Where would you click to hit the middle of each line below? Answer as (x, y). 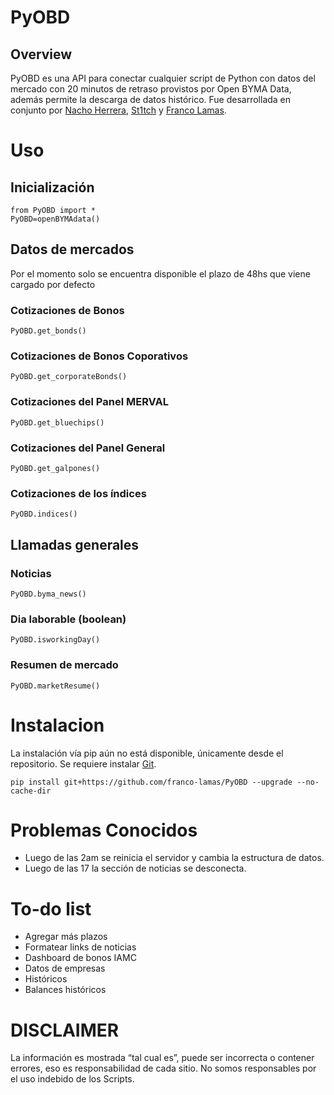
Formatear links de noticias (80, 947)
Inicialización (52, 187)
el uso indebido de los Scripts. (72, 1079)
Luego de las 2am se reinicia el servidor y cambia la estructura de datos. (174, 858)
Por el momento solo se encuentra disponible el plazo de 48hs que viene (160, 273)
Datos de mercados (72, 249)
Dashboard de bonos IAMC (80, 958)
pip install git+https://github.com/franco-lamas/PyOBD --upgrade (151, 782)
